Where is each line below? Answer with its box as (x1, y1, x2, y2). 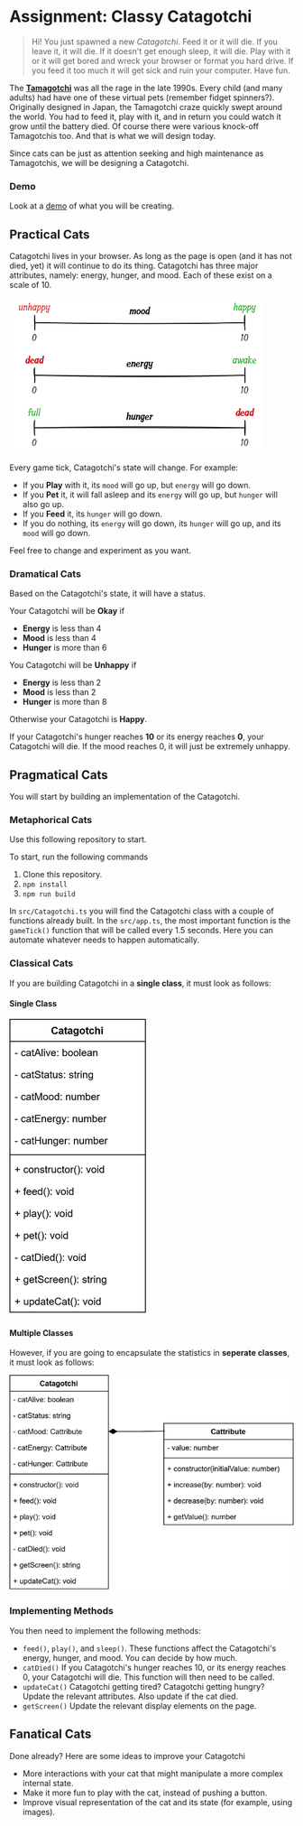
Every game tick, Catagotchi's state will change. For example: (9, 462, 239, 473)
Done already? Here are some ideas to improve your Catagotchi (9, 1750, 246, 1761)
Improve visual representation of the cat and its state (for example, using (22, 1796, 293, 1807)
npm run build (22, 890, 76, 899)
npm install (22, 880, 68, 890)
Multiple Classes (9, 1327, 74, 1338)
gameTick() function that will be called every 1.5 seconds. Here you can (9, 925, 273, 936)
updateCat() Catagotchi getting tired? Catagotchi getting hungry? (22, 1681, 265, 1692)
